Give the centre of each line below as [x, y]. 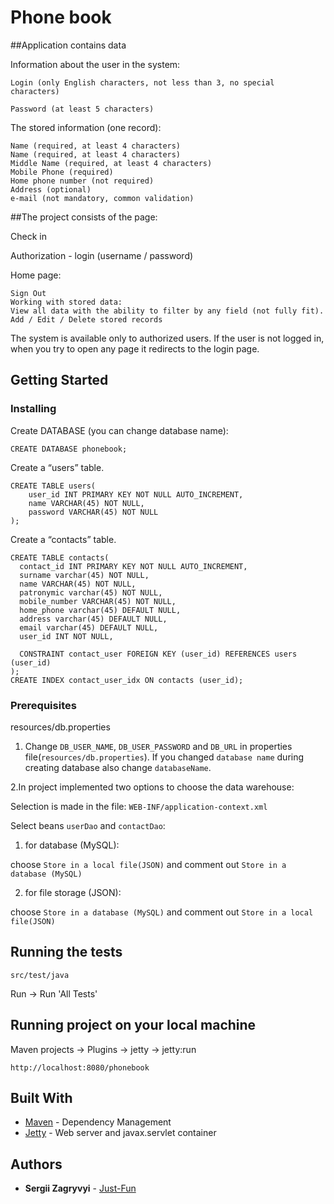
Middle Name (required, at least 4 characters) [111, 163]
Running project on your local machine [133, 1025]
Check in [28, 236]
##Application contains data [68, 45]
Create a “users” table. [57, 467]
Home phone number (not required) [82, 181]
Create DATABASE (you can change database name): [119, 430]
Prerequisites [43, 705]
